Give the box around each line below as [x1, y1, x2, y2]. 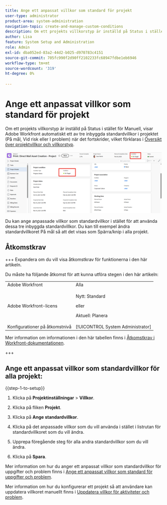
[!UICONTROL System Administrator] [76, 324, 152, 330]
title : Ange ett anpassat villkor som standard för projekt [5, 8, 133, 13]
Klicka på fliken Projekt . [12, 404, 62, 411]
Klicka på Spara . [12, 454, 46, 460]
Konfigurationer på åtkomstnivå [7, 324, 72, 330]
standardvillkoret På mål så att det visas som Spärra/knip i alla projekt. [5, 228, 149, 234]
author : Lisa [5, 34, 32, 39]
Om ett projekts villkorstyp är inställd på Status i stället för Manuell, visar [5, 125, 153, 132]
